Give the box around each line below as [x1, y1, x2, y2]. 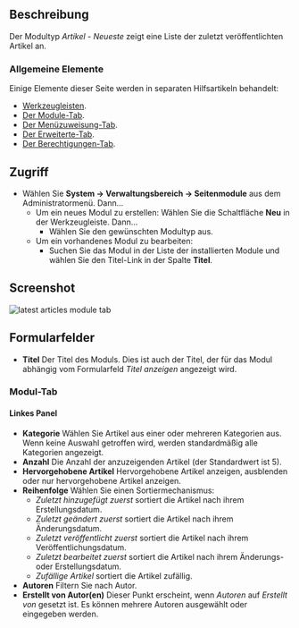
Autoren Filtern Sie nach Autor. [21, 580, 137, 590]
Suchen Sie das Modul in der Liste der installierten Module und [48, 245, 280, 256]
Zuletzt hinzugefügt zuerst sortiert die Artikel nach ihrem [35, 494, 245, 505]
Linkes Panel [9, 408, 58, 419]
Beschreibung [9, 7, 89, 22]
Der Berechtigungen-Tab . [21, 139, 116, 149]
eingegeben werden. [21, 608, 99, 619]
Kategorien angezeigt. [21, 446, 104, 457]
